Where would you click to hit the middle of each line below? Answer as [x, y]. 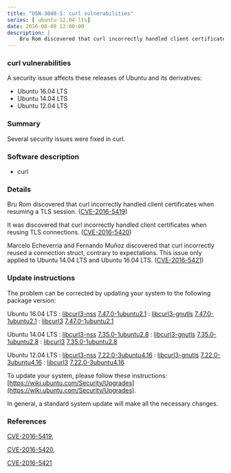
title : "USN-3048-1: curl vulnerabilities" [70, 13]
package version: [32, 300]
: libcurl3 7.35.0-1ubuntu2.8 [79, 342]
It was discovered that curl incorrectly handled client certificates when [107, 225]
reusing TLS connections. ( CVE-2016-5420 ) [69, 232]
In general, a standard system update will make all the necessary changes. [113, 404]
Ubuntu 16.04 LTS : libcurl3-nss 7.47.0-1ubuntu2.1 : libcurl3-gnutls [100, 313]
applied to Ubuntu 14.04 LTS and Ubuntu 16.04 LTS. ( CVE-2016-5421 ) [106, 260]
